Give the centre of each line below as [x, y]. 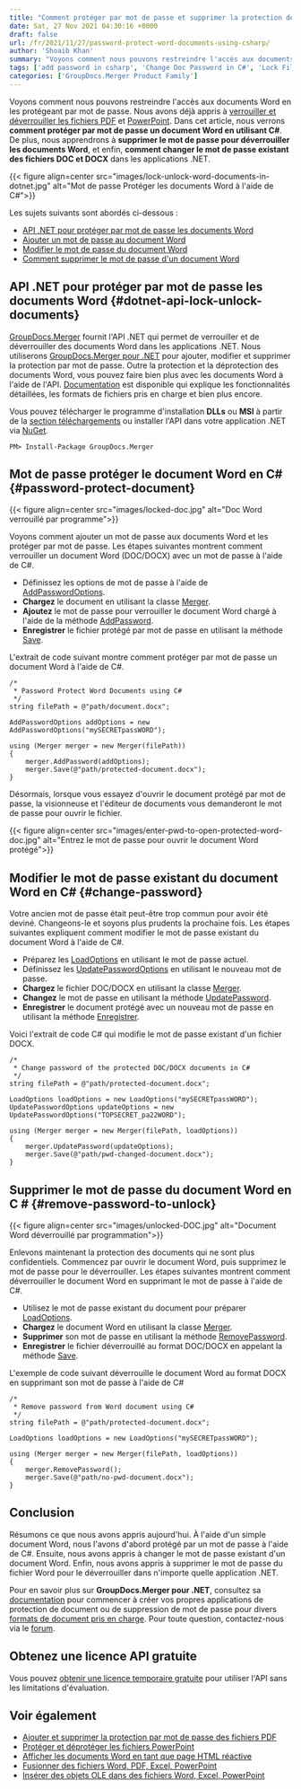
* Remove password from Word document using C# [103, 1407]
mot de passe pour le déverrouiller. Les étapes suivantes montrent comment [150, 1272]
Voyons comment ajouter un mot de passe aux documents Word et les [139, 537]
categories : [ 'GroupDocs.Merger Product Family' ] [104, 76]
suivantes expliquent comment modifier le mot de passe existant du [134, 933]
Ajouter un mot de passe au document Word [104, 240]
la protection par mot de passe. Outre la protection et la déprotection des [144, 365]
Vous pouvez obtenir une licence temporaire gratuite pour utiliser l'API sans [148, 1678]
